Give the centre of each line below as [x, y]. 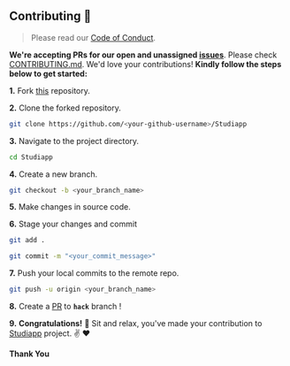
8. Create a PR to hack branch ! [65, 307]
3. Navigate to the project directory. [74, 141]
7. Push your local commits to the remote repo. [94, 273]
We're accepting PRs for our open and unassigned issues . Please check [143, 55]
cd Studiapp [31, 157]
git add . [27, 240]
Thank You [30, 354]
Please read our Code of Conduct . [93, 37]
